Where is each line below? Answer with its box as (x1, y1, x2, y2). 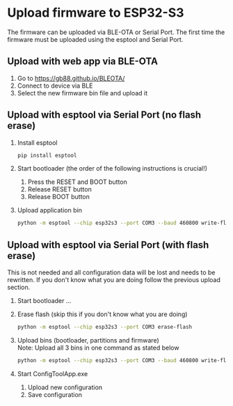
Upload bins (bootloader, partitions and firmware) (17, 336, 160, 344)
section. (7, 283, 31, 292)
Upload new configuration (27, 383, 103, 391)
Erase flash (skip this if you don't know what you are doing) (17, 310, 188, 318)
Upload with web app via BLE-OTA (7, 56, 159, 68)
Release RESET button (27, 185, 92, 194)
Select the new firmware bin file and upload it (17, 88, 148, 97)
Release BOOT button (27, 193, 90, 201)
